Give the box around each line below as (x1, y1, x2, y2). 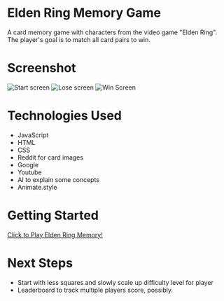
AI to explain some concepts (17, 175, 100, 183)
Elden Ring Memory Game (7, 5, 162, 21)
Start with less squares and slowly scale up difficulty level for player (17, 278, 213, 286)
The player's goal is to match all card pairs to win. (7, 35, 150, 43)
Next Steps (7, 255, 73, 271)
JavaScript (17, 131, 49, 139)
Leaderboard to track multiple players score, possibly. (17, 286, 174, 294)
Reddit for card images (17, 153, 84, 162)
